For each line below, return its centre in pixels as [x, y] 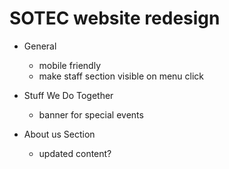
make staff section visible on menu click [121, 76]
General [40, 46]
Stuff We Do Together [68, 95]
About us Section [59, 134]
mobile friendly [70, 65]
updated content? [75, 153]
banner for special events [91, 114]
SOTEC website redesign [115, 18]
